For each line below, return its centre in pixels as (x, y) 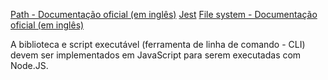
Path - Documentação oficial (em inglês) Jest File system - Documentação (164, 14)
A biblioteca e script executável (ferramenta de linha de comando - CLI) (158, 44)
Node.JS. (29, 65)
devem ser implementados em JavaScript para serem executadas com (156, 55)
